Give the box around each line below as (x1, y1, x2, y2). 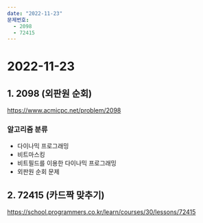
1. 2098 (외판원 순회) (7, 87, 93, 99)
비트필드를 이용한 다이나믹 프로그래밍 (16, 159, 117, 167)
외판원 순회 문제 (16, 167, 60, 176)
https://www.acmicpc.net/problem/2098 (7, 106, 121, 115)
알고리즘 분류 (7, 125, 48, 134)
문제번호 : (7, 16, 29, 23)
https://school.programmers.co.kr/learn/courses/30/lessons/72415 (7, 208, 196, 216)
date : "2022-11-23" (7, 10, 63, 17)
